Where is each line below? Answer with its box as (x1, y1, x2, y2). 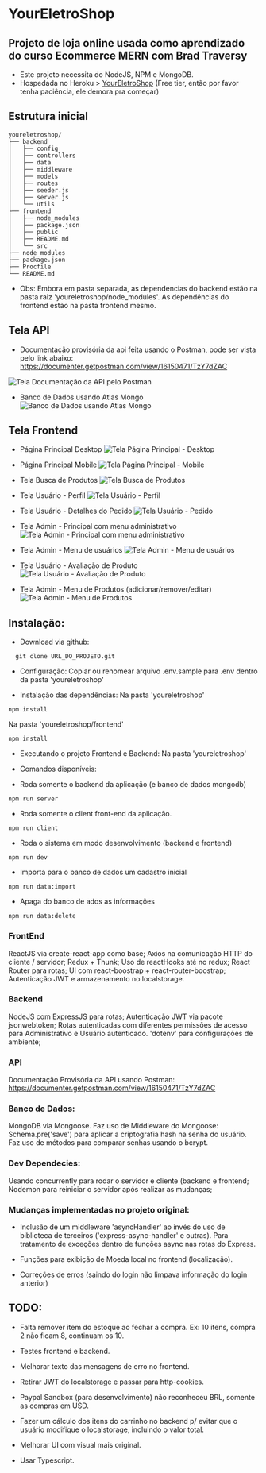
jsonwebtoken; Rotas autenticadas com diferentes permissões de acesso (8, 1020, 248, 1029)
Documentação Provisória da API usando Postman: (8, 1075, 175, 1085)
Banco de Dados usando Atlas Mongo (19, 392, 144, 402)
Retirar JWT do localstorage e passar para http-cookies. (19, 1377, 205, 1386)
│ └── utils (8, 200, 56, 208)
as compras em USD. (19, 1401, 89, 1410)
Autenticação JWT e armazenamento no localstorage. (8, 974, 185, 983)
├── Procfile (8, 263, 52, 271)
